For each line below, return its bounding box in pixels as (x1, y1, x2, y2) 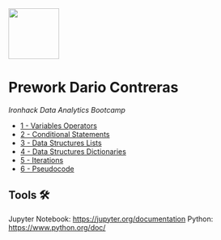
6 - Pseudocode (19, 164, 74, 174)
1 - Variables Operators (19, 121, 97, 131)
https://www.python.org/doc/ (8, 222, 106, 232)
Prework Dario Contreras (8, 79, 179, 96)
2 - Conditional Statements (19, 129, 110, 139)
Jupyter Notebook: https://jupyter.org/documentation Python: (8, 214, 214, 224)
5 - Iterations (19, 155, 64, 165)
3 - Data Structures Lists (19, 138, 103, 148)
